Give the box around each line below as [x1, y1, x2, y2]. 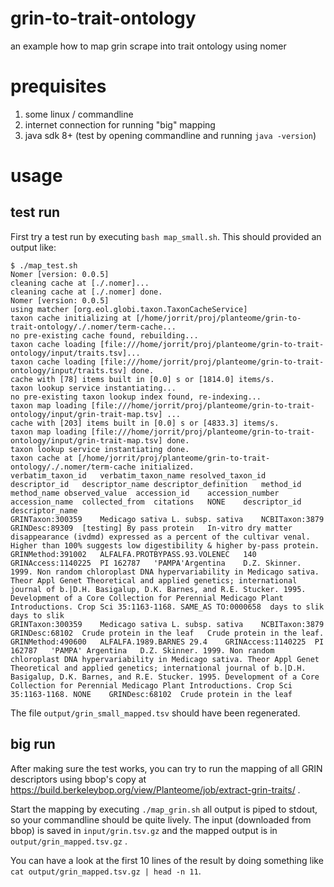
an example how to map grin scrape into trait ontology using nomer [10, 40, 287, 52]
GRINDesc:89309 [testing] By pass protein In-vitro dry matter [10, 523, 293, 533]
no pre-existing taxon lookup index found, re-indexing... [10, 392, 262, 402]
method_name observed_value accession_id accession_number [10, 488, 280, 498]
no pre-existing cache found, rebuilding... [10, 330, 199, 341]
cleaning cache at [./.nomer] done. [10, 287, 163, 297]
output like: [10, 241, 57, 253]
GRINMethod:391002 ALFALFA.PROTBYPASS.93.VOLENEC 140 [10, 549, 257, 559]
